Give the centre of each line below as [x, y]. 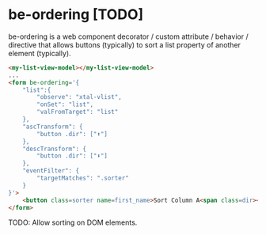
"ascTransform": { [53, 127]
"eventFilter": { [51, 171]
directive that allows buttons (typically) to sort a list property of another [125, 44]
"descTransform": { [55, 149]
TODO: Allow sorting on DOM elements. [73, 222]
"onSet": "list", [65, 104]
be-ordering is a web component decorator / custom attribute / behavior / [128, 36]
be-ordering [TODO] [76, 15]
